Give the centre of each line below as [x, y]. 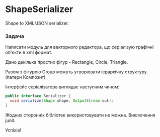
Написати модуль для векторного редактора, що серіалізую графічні [79, 47]
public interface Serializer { [38, 96]
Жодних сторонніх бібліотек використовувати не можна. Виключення [80, 115]
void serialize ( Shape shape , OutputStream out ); [62, 101]
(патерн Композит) [25, 77]
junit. [10, 120]
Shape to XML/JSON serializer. [37, 23]
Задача [15, 36]
